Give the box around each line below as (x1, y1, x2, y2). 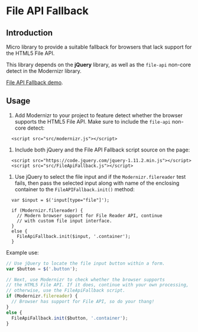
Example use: (6, 249, 40, 256)
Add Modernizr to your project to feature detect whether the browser (14, 111, 183, 119)
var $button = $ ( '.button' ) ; (6, 266, 78, 272)
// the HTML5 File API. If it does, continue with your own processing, (6, 282, 189, 288)
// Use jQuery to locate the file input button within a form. (6, 260, 165, 266)
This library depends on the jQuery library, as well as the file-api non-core (6, 61, 191, 68)
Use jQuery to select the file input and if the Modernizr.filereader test (14, 173, 186, 180)
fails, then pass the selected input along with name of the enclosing (14, 179, 180, 186)
